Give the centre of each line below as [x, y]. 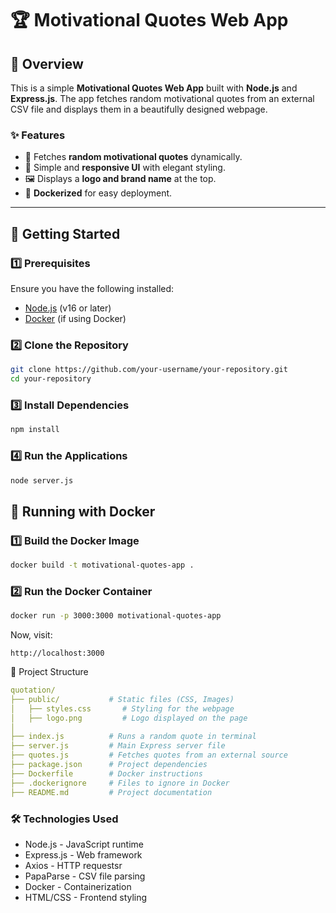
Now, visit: [31, 635]
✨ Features [38, 135]
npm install [35, 430]
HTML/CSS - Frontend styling [86, 897]
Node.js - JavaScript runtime [84, 844]
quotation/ [33, 690]
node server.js [42, 480]
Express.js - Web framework [83, 854]
